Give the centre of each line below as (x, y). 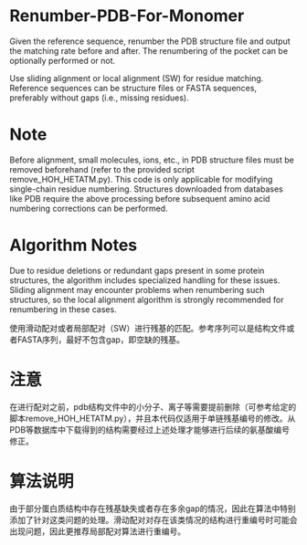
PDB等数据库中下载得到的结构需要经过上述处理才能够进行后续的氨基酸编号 (150, 429)
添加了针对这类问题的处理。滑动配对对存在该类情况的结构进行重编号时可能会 (153, 519)
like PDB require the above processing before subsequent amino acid (140, 198)
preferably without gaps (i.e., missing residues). (99, 98)
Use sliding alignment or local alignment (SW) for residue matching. (137, 78)
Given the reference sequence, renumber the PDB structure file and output (150, 41)
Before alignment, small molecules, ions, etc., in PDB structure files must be (152, 160)
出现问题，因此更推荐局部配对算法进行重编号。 (97, 531)
